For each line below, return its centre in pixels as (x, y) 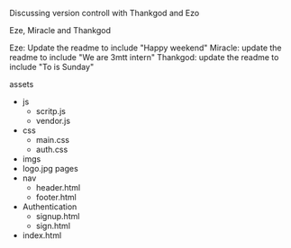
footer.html (56, 197)
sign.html (53, 226)
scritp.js (50, 111)
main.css (53, 140)
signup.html (58, 216)
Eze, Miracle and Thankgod (60, 30)
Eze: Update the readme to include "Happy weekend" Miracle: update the (145, 48)
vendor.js (53, 121)
